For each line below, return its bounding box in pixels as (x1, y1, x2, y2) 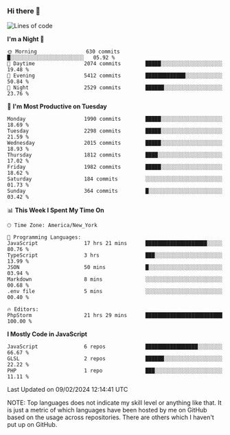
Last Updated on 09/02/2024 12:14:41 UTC (7, 386, 128, 394)
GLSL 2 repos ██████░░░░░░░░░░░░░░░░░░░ (7, 355, 223, 362)
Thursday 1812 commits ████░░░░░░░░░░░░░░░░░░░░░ (7, 152, 223, 158)
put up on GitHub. (7, 421, 58, 429)
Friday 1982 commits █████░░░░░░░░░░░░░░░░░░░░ (7, 164, 223, 171)
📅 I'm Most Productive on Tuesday (7, 102, 108, 110)
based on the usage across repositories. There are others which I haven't (7, 413, 214, 421)
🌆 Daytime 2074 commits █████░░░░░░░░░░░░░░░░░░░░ (7, 60, 223, 67)
